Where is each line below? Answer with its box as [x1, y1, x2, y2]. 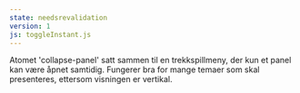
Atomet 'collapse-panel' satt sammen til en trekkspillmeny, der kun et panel [9, 55, 292, 66]
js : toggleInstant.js [9, 30, 92, 39]
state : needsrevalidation [9, 13, 107, 23]
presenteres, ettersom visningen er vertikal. [9, 74, 173, 85]
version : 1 [9, 22, 51, 31]
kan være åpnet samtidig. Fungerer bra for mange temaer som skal [9, 64, 260, 75]
